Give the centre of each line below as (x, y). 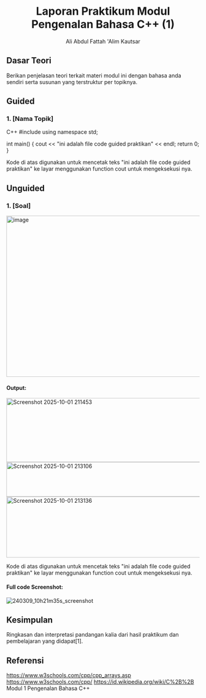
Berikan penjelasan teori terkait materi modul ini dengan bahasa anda (94, 76)
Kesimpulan (30, 620)
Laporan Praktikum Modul (103, 11)
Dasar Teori (29, 60)
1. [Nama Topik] (30, 119)
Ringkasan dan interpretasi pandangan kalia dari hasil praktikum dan (93, 635)
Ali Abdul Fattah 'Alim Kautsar (103, 41)
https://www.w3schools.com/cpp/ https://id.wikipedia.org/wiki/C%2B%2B (100, 682)
